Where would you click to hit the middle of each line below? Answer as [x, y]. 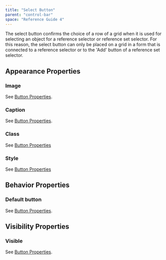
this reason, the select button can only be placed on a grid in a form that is [83, 45]
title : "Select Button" [30, 10]
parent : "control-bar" [29, 15]
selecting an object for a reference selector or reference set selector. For [81, 39]
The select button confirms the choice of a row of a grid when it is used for [84, 34]
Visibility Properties [37, 227]
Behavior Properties [37, 185]
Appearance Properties [43, 71]
